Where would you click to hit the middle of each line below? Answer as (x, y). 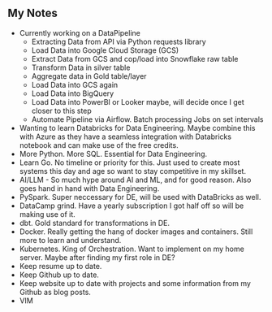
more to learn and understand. (70, 240)
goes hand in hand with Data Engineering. (89, 188)
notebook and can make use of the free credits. (99, 145)
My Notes (33, 13)
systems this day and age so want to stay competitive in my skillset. (133, 171)
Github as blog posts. (55, 292)
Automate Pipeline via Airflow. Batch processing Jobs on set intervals (148, 119)
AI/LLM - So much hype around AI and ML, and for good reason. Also (135, 180)
